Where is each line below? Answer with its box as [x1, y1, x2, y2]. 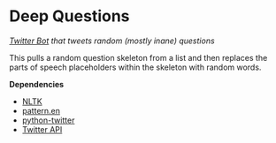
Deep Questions [9, 6, 130, 26]
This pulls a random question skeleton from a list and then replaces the [9, 52, 268, 63]
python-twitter [21, 115, 75, 125]
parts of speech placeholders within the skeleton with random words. [9, 62, 262, 72]
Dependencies [9, 79, 65, 89]
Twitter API [21, 124, 63, 134]
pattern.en [21, 105, 60, 116]
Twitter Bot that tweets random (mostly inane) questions [9, 35, 215, 46]
